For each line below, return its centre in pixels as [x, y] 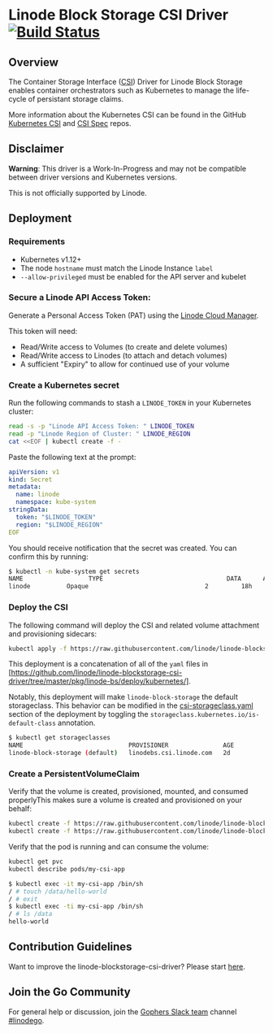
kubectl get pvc [36, 862]
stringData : [28, 510]
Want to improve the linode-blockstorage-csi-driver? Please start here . [127, 966]
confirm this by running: [48, 556]
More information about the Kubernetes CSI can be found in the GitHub [127, 115]
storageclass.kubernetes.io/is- [205, 715]
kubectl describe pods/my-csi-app [67, 869]
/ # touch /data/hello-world [58, 892]
